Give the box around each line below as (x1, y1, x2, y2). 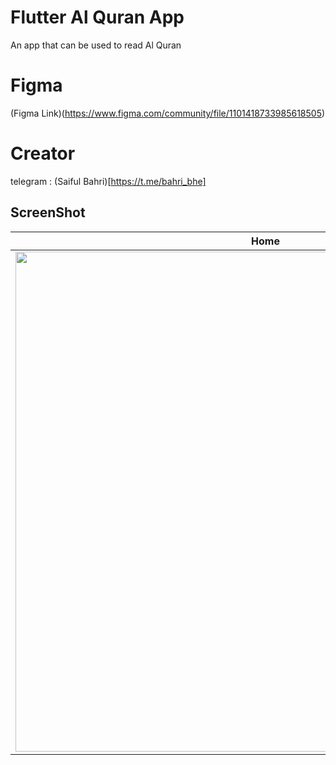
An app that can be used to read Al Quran (10, 39, 182, 51)
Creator (10, 142, 76, 165)
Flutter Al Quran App (10, 6, 185, 29)
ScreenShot (10, 204, 86, 221)
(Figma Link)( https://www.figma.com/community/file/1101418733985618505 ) (10, 107, 326, 119)
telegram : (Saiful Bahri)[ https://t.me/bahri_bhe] (10, 175, 207, 187)
